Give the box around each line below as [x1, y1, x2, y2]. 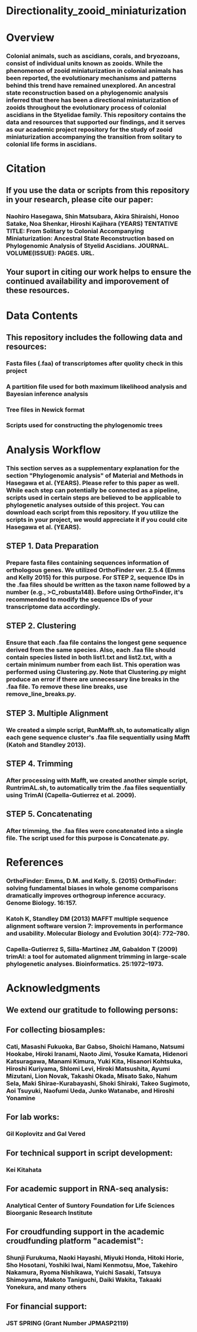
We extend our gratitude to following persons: [6, 1005, 178, 1015]
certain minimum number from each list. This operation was [6, 661, 181, 669]
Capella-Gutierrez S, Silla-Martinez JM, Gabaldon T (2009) [6, 945, 178, 954]
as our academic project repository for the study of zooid [6, 125, 173, 134]
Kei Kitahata [6, 1165, 42, 1174]
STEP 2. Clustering [6, 621, 76, 631]
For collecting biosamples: [6, 1025, 106, 1035]
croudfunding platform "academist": [6, 1236, 144, 1246]
